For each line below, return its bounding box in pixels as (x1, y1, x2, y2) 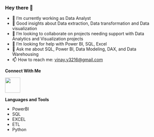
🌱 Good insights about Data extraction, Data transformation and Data (12, 20, 150, 26)
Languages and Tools (5, 97, 49, 103)
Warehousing (12, 51, 39, 57)
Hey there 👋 (5, 4, 33, 11)
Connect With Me (5, 68, 41, 74)
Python (12, 127, 27, 133)
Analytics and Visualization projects (12, 36, 83, 42)
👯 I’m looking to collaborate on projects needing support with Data (12, 31, 144, 37)
